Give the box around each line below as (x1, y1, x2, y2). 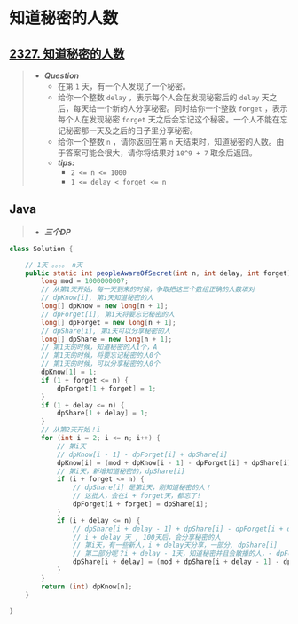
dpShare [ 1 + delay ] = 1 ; (56, 409, 149, 418)
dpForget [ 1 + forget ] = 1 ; (56, 383, 157, 393)
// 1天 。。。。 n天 (25, 260, 83, 269)
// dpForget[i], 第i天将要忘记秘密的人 (41, 310, 175, 319)
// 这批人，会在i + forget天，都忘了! (72, 492, 201, 501)
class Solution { (9, 244, 74, 253)
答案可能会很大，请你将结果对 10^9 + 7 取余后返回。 (65, 147, 257, 158)
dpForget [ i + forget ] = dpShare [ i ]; (72, 500, 208, 509)
